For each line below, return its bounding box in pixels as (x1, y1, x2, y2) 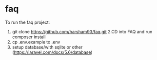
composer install (12, 34, 46, 40)
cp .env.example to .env (12, 39, 60, 45)
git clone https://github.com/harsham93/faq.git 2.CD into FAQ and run (12, 29, 153, 34)
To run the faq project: (5, 19, 50, 25)
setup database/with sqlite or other (12, 44, 83, 50)
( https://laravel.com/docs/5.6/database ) (12, 49, 93, 55)
